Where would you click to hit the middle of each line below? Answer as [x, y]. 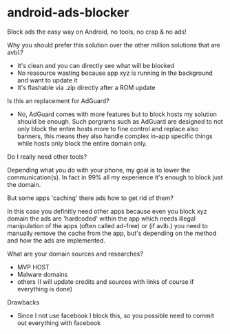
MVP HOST [33, 267]
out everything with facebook [59, 323]
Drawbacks [23, 302]
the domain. [24, 184]
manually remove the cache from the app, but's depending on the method [112, 233]
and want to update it [47, 80]
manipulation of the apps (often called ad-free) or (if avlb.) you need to [107, 225]
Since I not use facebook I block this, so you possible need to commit [116, 315]
